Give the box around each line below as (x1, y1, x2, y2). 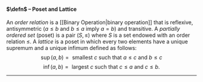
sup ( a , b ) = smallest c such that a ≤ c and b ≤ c (40, 54, 163, 61)
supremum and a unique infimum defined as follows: (6, 45, 137, 52)
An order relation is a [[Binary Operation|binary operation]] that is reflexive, (6, 19, 193, 26)
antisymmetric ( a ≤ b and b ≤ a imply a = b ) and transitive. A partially (6, 25, 180, 33)
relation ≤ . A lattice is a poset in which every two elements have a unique (6, 38, 188, 45)
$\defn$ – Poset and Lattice (6, 5, 77, 13)
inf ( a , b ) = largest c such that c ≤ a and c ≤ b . (43, 63, 160, 71)
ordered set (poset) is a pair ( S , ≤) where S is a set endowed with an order (6, 31, 190, 39)
